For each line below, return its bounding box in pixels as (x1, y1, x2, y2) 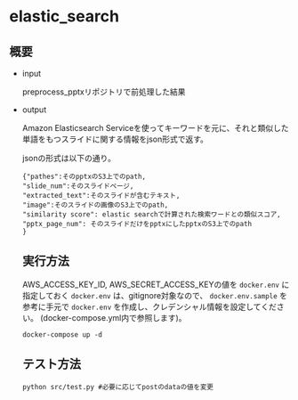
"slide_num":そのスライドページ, (21, 182, 134, 191)
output (21, 104, 47, 115)
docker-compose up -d (21, 330, 102, 339)
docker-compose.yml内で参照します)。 (43, 312, 187, 322)
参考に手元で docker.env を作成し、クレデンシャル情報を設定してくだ (21, 301, 278, 312)
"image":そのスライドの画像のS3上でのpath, (21, 200, 169, 209)
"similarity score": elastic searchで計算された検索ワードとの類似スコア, (21, 210, 282, 219)
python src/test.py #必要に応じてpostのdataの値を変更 (21, 382, 213, 391)
